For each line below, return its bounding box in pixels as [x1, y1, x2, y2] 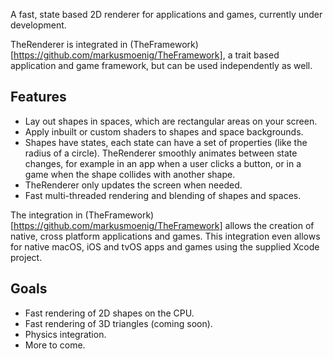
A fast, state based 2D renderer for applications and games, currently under [10, 9, 323, 20]
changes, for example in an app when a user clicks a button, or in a [24, 157, 302, 169]
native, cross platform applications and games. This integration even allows [10, 230, 321, 242]
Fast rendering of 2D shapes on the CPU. [24, 307, 195, 319]
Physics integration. [24, 328, 107, 340]
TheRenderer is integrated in [10, 39, 128, 50]
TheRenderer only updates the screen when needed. [24, 179, 243, 191]
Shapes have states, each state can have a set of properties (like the [24, 136, 308, 148]
